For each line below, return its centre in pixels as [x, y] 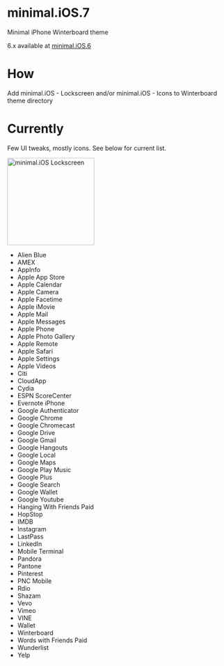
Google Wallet [37, 492]
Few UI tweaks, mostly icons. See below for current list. [87, 148]
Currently [35, 129]
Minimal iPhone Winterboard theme [58, 32]
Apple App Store [41, 277]
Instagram [32, 529]
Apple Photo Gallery [46, 336]
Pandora [29, 559]
